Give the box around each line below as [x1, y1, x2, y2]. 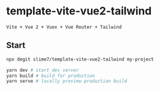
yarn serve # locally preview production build [6, 78, 128, 85]
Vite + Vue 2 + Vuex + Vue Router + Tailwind [6, 24, 122, 30]
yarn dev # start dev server [6, 67, 79, 73]
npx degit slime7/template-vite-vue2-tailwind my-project [6, 56, 154, 62]
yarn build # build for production [6, 73, 95, 79]
